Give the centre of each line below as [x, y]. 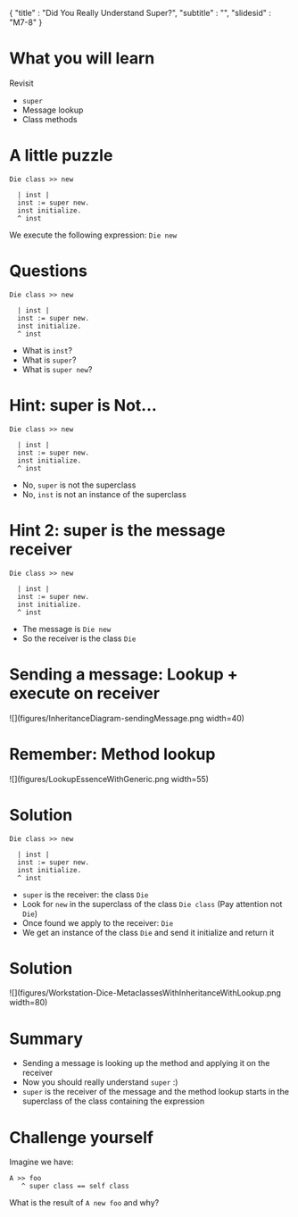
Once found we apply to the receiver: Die [98, 922]
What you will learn [82, 58]
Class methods [50, 119]
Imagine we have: [41, 1162]
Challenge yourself [82, 1137]
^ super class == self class [75, 1187]
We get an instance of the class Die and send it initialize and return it [148, 932]
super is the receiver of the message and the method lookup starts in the [156, 1092]
